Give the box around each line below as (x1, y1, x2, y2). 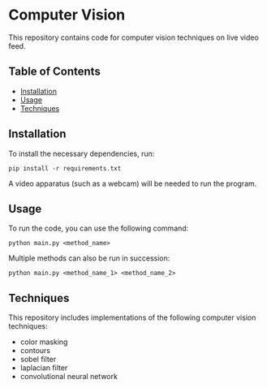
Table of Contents (8, 65, 101, 79)
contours (19, 346, 51, 356)
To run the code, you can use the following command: (8, 223, 189, 233)
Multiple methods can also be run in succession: (8, 253, 170, 263)
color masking (19, 337, 68, 347)
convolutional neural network (19, 372, 118, 382)
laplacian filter (19, 363, 68, 373)
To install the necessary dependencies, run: (8, 149, 155, 158)
